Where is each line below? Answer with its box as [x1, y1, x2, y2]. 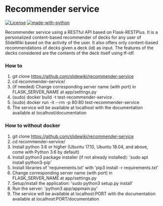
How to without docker [5, 122, 60, 129]
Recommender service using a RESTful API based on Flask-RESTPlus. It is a [5, 29, 158, 35]
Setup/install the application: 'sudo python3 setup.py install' [12, 180, 133, 186]
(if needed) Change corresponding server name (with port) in [12, 84, 136, 90]
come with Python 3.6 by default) [12, 149, 80, 155]
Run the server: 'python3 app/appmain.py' [12, 185, 98, 191]
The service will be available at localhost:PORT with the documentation [12, 190, 156, 197]
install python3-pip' [12, 159, 52, 165]
